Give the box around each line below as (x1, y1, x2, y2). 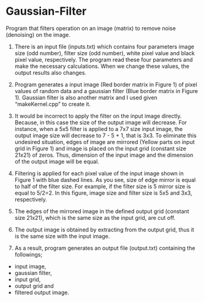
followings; (14, 251, 43, 258)
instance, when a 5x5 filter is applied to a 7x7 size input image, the (14, 125, 183, 132)
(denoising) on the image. (6, 31, 71, 38)
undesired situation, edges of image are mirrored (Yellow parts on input (14, 138, 195, 145)
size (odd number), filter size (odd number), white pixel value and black (14, 49, 195, 56)
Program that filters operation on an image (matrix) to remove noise (6, 25, 176, 32)
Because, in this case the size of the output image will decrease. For (14, 118, 187, 126)
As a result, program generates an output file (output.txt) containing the (14, 244, 195, 252)
